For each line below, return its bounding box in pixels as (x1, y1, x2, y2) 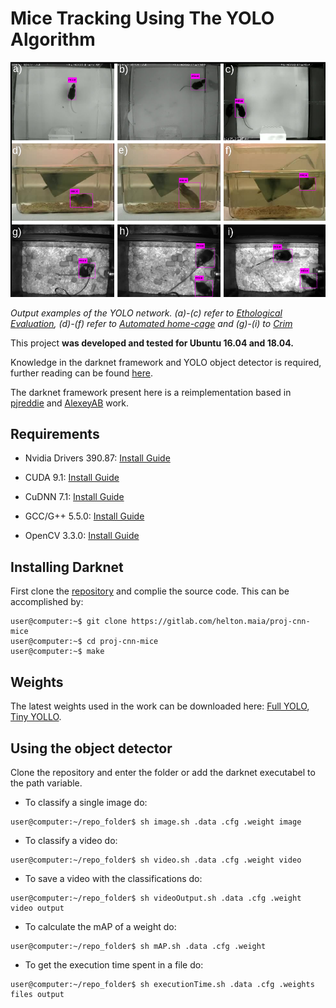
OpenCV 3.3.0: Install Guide (24, 530, 140, 542)
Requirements (10, 426, 100, 443)
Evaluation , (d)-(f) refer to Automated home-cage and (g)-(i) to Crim (10, 317, 293, 329)
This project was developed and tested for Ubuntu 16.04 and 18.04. (10, 337, 294, 349)
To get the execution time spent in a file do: (24, 958, 204, 971)
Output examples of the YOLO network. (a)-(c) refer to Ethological (10, 307, 283, 319)
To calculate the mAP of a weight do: (24, 920, 177, 932)
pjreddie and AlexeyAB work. (10, 397, 130, 409)
